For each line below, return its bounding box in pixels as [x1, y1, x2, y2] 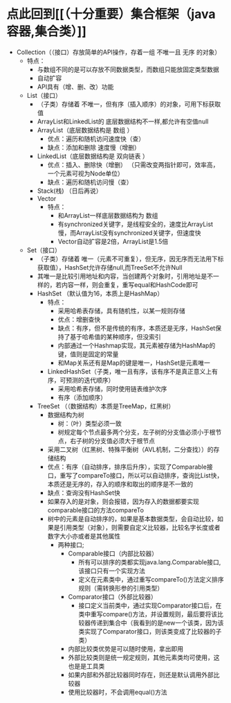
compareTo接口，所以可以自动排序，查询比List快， [77, 471, 223, 479]
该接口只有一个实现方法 [78, 566, 146, 575]
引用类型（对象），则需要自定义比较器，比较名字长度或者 [59, 523, 221, 531]
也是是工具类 [68, 661, 105, 670]
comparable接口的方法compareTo [47, 505, 145, 514]
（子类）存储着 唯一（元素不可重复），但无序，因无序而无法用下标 [37, 254, 224, 263]
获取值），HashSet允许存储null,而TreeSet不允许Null [37, 263, 183, 271]
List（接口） [26, 91, 62, 99]
